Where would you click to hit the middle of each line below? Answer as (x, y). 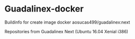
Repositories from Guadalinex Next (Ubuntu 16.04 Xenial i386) (67, 31)
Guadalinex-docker (44, 9)
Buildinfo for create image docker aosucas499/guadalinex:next (67, 22)
